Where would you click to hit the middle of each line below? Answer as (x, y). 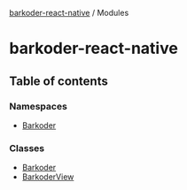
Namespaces (39, 106)
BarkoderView (48, 177)
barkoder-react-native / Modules (69, 13)
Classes (27, 148)
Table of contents (58, 81)
